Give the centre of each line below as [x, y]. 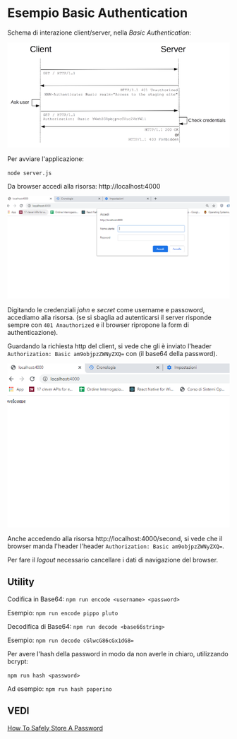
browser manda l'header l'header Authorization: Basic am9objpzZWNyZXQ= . [116, 546]
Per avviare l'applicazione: [46, 159]
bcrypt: [18, 661]
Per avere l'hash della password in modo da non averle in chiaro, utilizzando [118, 654]
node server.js [30, 173]
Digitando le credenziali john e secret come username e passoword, [106, 309]
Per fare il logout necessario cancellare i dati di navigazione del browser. [113, 560]
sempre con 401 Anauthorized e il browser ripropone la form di [98, 325]
